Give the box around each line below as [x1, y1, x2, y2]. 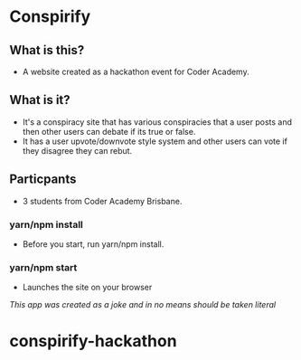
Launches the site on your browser [22, 282, 153, 293]
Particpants [9, 172, 77, 187]
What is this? [9, 43, 85, 58]
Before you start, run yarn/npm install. [22, 238, 165, 250]
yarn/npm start [9, 261, 78, 273]
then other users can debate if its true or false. [22, 126, 196, 137]
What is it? [9, 92, 71, 108]
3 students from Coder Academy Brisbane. [22, 195, 183, 206]
